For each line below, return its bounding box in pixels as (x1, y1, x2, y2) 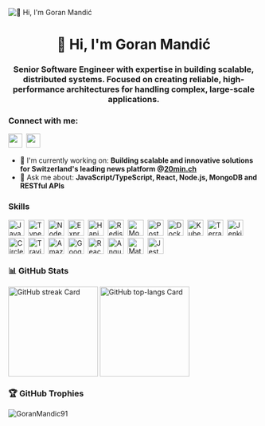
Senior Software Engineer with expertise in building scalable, (13, 64, 255, 75)
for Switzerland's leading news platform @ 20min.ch (19, 164, 197, 174)
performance (12, 84, 65, 95)
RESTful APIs (19, 181, 65, 191)
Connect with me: (8, 116, 79, 127)
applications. (107, 94, 160, 105)
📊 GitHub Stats (8, 265, 69, 276)
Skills (8, 201, 30, 212)
